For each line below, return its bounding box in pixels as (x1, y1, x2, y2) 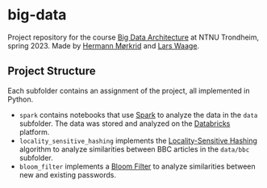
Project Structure (7, 65, 96, 78)
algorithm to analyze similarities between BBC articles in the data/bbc (19, 144, 250, 154)
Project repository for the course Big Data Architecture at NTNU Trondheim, (7, 32, 260, 42)
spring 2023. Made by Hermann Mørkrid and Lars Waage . (7, 40, 199, 50)
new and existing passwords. (19, 169, 117, 179)
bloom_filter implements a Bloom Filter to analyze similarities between (19, 161, 256, 171)
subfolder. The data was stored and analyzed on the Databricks (19, 119, 231, 128)
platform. (19, 127, 50, 136)
